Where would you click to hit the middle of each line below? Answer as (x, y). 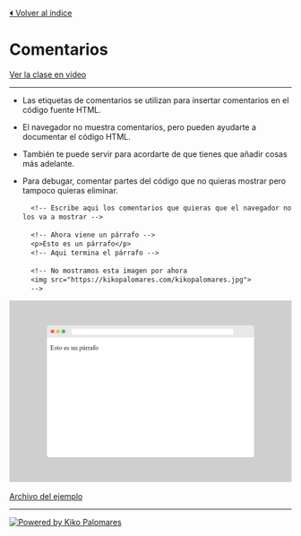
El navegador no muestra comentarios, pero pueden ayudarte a (139, 127)
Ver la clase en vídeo (48, 74)
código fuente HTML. (61, 109)
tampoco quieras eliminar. (70, 190)
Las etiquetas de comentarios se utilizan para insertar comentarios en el (155, 100)
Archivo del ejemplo (46, 497)
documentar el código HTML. (77, 136)
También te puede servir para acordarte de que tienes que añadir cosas (155, 154)
